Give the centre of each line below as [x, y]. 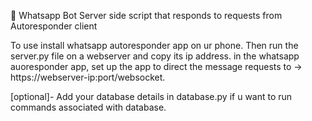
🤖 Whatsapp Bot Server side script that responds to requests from [146, 15]
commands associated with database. [88, 107]
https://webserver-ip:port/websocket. [88, 77]
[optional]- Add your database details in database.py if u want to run [151, 96]
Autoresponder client [54, 26]
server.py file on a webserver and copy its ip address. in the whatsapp [155, 56]
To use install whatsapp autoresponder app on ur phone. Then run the [154, 45]
